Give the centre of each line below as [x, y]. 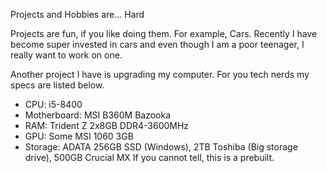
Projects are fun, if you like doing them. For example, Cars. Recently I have [164, 33]
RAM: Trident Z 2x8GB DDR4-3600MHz [107, 125]
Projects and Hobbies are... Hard [77, 14]
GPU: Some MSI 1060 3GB [79, 136]
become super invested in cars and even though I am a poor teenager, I [157, 44]
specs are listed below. [57, 85]
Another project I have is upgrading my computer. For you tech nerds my [160, 74]
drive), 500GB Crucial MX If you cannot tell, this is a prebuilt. [149, 157]
